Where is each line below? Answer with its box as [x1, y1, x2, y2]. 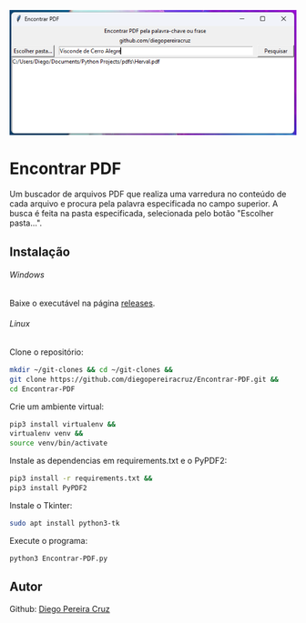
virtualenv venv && [9, 429, 84, 438]
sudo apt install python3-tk [9, 518, 120, 528]
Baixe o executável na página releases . [9, 297, 156, 308]
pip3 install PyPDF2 [9, 484, 88, 493]
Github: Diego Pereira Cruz [9, 603, 111, 614]
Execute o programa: [9, 535, 88, 546]
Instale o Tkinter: [9, 499, 73, 510]
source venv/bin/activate [9, 438, 107, 448]
